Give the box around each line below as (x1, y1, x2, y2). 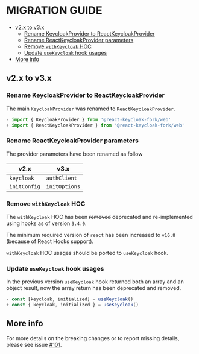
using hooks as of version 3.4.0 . (6, 220, 87, 227)
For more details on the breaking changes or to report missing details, (6, 334, 180, 341)
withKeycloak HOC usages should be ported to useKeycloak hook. (6, 249, 169, 256)
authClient (46, 174, 77, 182)
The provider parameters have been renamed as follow (6, 150, 143, 157)
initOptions (46, 183, 80, 190)
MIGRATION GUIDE (6, 4, 103, 17)
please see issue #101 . (6, 341, 62, 348)
